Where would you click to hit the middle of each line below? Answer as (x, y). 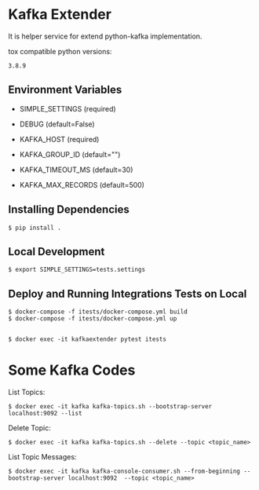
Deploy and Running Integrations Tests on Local (128, 293)
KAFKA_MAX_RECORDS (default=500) (82, 185)
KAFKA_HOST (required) (59, 139)
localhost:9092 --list (45, 414)
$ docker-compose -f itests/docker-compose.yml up (93, 319)
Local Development (57, 252)
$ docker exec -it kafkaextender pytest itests (88, 339)
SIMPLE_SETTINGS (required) (67, 108)
